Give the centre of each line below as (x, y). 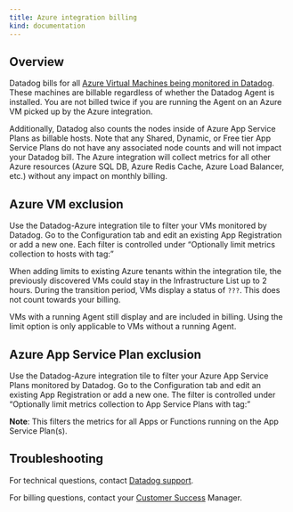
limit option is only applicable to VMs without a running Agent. (123, 327)
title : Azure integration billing (73, 17)
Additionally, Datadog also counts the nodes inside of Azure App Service (142, 129)
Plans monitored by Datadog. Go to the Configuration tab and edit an (135, 385)
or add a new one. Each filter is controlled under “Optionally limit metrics (142, 245)
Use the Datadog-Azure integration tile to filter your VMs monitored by (138, 226)
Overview (37, 62)
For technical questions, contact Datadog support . (102, 480)
